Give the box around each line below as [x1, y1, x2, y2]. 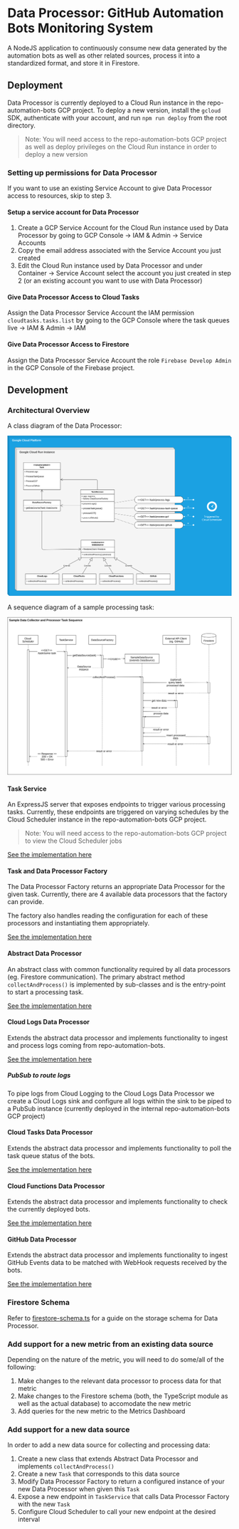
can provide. [7, 898, 44, 906]
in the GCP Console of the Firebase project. [7, 363, 135, 372]
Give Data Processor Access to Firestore [7, 340, 129, 349]
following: [7, 1362, 36, 1371]
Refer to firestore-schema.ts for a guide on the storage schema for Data [7, 1313, 218, 1322]
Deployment [7, 80, 63, 92]
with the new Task [17, 1500, 70, 1508]
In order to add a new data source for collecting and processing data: [7, 1441, 211, 1449]
